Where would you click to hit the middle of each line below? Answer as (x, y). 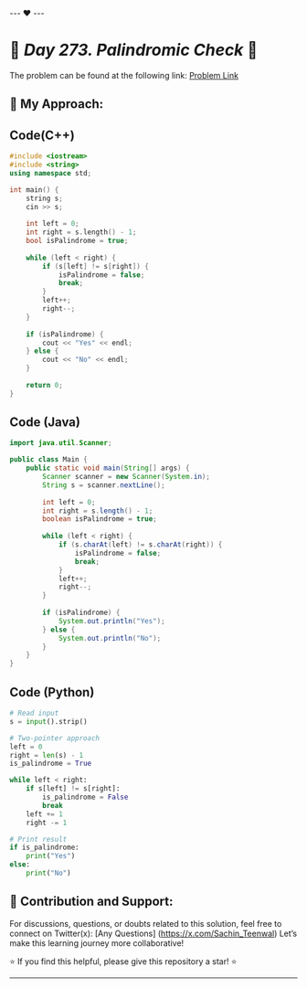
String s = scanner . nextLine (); (104, 485)
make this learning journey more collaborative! (97, 943)
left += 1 (45, 814)
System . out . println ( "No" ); (110, 638)
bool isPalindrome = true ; (77, 241)
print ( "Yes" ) (51, 856)
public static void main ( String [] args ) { (108, 468)
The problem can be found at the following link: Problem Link (124, 75)
